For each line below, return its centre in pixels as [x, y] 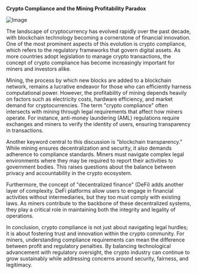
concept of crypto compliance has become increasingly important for [91, 62]
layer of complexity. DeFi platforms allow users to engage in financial [90, 191]
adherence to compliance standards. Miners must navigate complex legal [95, 154]
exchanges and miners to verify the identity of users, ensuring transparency [98, 124]
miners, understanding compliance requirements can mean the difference [96, 240]
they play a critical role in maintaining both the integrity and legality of [91, 209]
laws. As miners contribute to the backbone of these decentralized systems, [99, 203]
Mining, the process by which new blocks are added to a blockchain [89, 80]
